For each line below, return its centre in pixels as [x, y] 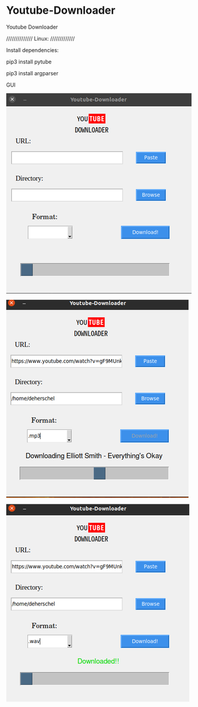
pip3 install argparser [32, 73]
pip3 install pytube [29, 62]
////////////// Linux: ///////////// [41, 38]
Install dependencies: [33, 50]
